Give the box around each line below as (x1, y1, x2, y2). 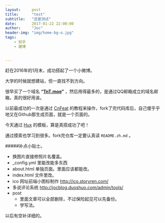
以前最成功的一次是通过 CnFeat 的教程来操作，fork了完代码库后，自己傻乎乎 (5, 105, 161, 111)
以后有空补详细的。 (5, 213, 44, 219)
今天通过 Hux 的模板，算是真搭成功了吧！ (5, 122, 90, 128)
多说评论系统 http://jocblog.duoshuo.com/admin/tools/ (12, 184, 124, 191)
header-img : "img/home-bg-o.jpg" (5, 30, 74, 35)
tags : (5, 35, 16, 40)
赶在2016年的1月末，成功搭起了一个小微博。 (5, 67, 95, 73)
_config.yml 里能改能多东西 (12, 160, 68, 166)
